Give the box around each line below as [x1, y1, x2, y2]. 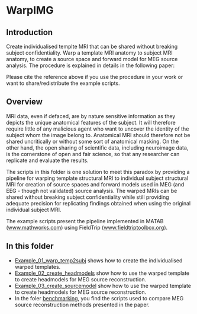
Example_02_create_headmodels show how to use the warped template [14, 269, 190, 277]
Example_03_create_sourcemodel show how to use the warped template [14, 282, 191, 289]
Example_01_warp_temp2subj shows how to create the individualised [14, 256, 183, 264]
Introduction [6, 27, 53, 37]
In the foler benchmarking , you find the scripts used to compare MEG [14, 294, 184, 302]
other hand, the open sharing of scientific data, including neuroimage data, [6, 144, 189, 151]
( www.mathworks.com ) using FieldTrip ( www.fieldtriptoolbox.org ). [6, 224, 168, 231]
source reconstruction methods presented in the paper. [14, 301, 150, 308]
